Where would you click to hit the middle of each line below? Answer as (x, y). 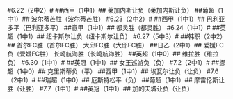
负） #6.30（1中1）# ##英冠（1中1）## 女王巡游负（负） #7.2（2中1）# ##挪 (116, 62)
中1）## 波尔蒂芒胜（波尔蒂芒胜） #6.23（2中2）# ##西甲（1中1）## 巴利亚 (116, 19)
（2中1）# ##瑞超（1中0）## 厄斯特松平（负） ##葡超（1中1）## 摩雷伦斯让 (116, 80)
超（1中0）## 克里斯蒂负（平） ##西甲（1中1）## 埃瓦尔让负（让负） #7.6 (113, 71)
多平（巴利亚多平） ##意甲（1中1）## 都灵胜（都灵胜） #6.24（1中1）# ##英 (117, 28)
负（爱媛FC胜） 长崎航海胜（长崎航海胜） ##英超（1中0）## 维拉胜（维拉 (113, 54)
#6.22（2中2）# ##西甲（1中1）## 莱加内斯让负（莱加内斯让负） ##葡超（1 (115, 10)
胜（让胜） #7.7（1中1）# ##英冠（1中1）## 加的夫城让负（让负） (100, 89)
